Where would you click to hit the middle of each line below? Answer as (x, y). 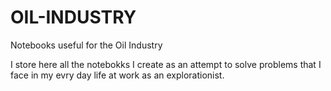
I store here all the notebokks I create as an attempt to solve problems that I (166, 64)
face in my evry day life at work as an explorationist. (117, 75)
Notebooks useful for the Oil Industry (86, 45)
